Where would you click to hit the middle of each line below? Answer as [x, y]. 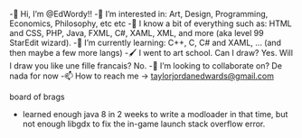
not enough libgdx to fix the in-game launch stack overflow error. [144, 124]
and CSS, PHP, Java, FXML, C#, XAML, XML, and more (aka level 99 [137, 33]
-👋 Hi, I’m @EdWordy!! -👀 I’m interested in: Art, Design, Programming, [139, 14]
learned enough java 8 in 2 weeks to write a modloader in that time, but [155, 114]
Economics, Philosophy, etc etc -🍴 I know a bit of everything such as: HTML [151, 23]
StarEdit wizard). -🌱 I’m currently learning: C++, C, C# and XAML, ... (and [146, 42]
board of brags [37, 97]
